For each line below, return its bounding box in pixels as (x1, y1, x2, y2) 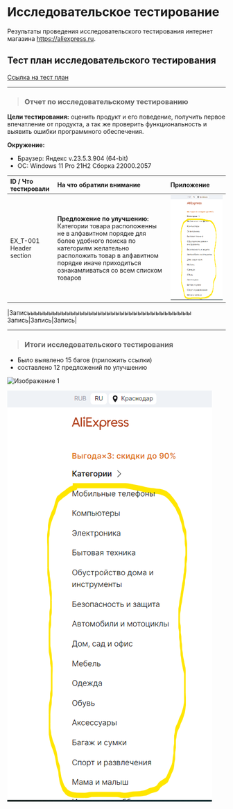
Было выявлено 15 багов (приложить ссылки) (17, 355, 153, 364)
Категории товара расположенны (57, 221, 157, 230)
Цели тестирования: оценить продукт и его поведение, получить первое (7, 112, 225, 121)
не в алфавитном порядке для (57, 229, 147, 237)
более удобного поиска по (57, 237, 137, 245)
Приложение (170, 181, 210, 189)
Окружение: (7, 141, 45, 149)
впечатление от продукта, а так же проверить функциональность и (7, 120, 207, 128)
